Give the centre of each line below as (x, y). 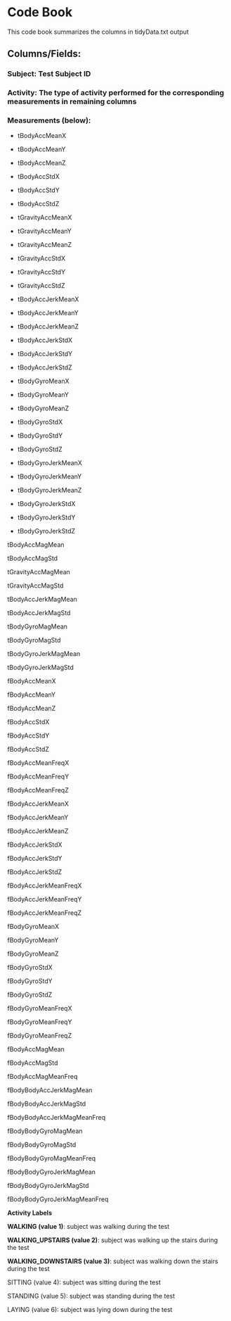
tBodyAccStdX (38, 177)
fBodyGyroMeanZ (33, 954)
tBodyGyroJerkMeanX (50, 463)
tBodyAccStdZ (38, 204)
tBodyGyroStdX (40, 422)
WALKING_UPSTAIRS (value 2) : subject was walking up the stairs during (113, 1240)
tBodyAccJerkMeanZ (48, 327)
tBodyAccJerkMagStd (39, 613)
